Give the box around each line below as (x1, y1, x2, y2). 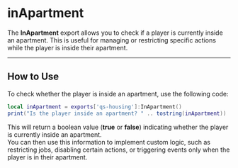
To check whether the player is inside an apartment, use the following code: (7, 89, 229, 98)
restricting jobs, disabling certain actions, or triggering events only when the (7, 145, 230, 154)
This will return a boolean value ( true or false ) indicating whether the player (7, 123, 229, 131)
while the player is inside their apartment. (7, 43, 128, 52)
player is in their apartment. (7, 152, 88, 161)
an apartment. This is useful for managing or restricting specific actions (7, 35, 216, 44)
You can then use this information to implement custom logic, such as (7, 138, 211, 146)
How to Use (7, 71, 59, 83)
